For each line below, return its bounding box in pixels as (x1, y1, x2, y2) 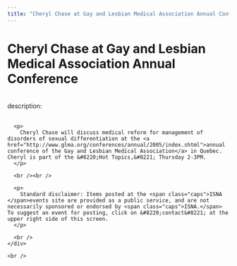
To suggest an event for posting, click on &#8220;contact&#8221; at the (7, 209, 229, 216)
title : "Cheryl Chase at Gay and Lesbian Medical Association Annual (7, 10, 217, 18)
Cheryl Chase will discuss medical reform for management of (20, 128, 203, 136)
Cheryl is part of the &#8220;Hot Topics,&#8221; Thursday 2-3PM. (7, 153, 207, 161)
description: (7, 102, 42, 110)
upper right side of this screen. (7, 215, 109, 222)
